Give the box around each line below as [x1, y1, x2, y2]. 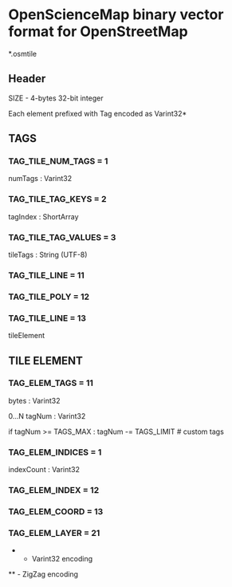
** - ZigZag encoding [8, 569, 78, 579]
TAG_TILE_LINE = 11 [8, 270, 85, 281]
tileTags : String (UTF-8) [8, 250, 88, 260]
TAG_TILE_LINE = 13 [8, 313, 86, 324]
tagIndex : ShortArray [8, 211, 79, 221]
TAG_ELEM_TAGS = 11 [8, 377, 94, 388]
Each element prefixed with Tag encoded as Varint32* [8, 108, 187, 118]
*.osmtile [8, 49, 37, 58]
